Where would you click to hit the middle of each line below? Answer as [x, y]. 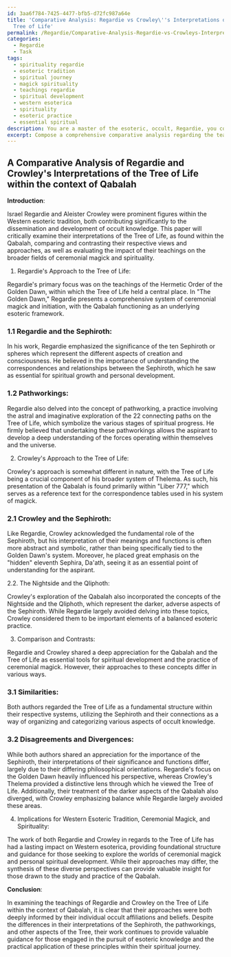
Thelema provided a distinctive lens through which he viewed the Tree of [110, 783]
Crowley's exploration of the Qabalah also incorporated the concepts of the [114, 596]
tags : [15, 58]
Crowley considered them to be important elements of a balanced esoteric [112, 618]
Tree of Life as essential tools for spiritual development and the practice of [113, 660]
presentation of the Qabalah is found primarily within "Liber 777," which [108, 486]
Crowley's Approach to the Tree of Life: [73, 458]
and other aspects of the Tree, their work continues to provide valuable [108, 932]
